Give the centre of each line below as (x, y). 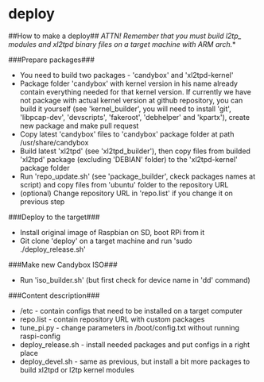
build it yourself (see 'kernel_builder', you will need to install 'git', (126, 109)
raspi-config (40, 336)
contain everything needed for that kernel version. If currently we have (136, 91)
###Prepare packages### (52, 60)
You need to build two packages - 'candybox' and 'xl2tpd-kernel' (126, 75)
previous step (42, 201)
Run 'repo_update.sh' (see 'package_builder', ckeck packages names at (138, 176)
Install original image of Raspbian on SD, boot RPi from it (112, 232)
